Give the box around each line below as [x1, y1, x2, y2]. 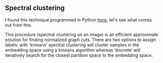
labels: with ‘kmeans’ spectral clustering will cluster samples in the [5, 42, 140, 48]
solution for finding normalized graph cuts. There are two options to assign [5, 37, 156, 42]
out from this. [5, 22, 32, 28]
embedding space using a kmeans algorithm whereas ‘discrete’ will [5, 47, 140, 53]
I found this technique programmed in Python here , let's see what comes [5, 17, 152, 22]
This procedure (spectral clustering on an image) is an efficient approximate [5, 31, 158, 37]
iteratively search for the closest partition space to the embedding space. [5, 52, 153, 58]
